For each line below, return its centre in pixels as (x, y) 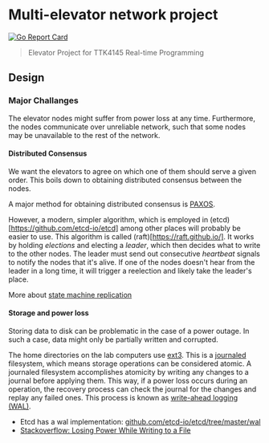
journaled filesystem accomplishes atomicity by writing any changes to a (128, 372)
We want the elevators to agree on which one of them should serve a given (132, 171)
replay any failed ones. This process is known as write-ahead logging (123, 398)
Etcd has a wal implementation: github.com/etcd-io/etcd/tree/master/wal (140, 422)
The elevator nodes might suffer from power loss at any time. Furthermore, (132, 118)
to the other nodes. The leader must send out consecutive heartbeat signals (134, 254)
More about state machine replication (70, 295)
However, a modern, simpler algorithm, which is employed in (108, 219)
